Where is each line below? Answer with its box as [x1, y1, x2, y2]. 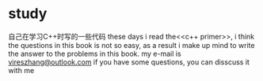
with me [8, 65, 35, 75]
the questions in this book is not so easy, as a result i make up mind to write [8, 40, 255, 50]
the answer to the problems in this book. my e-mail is [8, 49, 181, 58]
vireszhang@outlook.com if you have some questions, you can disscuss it [8, 57, 250, 67]
